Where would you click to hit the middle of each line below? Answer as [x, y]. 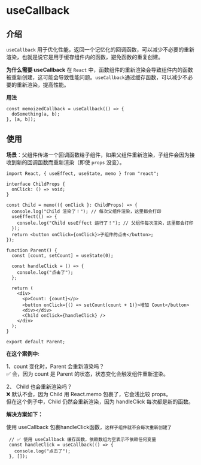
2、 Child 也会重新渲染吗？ [39, 387]
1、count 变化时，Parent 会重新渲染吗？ [55, 366]
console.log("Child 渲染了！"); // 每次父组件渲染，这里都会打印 [86, 211]
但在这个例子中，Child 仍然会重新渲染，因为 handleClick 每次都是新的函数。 [100, 401]
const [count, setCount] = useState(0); [63, 255]
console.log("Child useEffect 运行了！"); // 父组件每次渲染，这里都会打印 [105, 223]
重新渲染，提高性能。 [43, 85]
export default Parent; [36, 342]
